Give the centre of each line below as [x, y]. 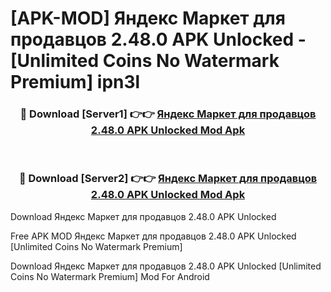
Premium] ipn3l [75, 82]
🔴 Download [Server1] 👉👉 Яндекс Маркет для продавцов [168, 114]
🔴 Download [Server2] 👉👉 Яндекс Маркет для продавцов [168, 179]
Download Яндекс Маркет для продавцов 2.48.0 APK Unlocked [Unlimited [166, 266]
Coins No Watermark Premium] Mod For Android [110, 276]
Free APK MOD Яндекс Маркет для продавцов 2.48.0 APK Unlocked [153, 236]
